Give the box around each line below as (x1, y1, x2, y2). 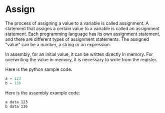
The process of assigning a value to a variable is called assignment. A (5, 20, 149, 26)
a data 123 (5, 99, 28, 104)
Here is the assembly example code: (5, 89, 80, 96)
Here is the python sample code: (5, 66, 72, 72)
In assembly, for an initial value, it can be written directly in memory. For (5, 51, 153, 57)
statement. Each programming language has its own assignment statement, (5, 31, 160, 37)
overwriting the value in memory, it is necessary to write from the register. (5, 56, 157, 62)
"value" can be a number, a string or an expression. (5, 41, 111, 47)
